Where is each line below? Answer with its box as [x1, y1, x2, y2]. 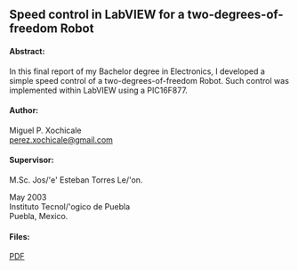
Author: [9, 105, 39, 116]
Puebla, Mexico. [9, 211, 68, 221]
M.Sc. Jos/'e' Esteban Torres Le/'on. [9, 175, 143, 185]
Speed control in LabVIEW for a [9, 7, 185, 22]
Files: [9, 231, 30, 241]
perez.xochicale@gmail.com [9, 134, 114, 145]
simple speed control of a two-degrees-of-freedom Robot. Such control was [9, 75, 289, 86]
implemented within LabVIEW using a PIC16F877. [9, 85, 189, 95]
